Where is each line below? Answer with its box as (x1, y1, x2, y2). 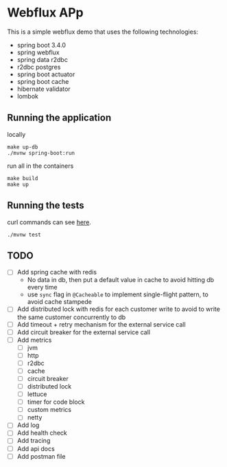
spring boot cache (16, 77, 69, 85)
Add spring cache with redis (16, 268, 97, 276)
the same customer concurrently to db (16, 313, 126, 321)
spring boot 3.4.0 (16, 41, 67, 49)
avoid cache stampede (27, 298, 93, 306)
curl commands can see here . (7, 218, 91, 226)
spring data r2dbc (16, 55, 69, 63)
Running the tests (7, 199, 84, 211)
